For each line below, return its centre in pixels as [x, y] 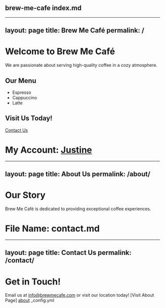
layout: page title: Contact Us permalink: [68, 253]
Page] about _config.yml [30, 300]
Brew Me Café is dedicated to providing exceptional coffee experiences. [78, 209]
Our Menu [21, 81]
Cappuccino [25, 97]
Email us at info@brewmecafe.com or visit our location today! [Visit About [80, 295]
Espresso [22, 92]
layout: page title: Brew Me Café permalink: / [75, 31]
